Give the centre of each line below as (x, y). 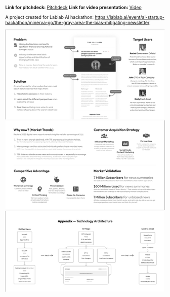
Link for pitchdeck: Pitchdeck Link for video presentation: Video (73, 7)
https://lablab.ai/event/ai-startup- (130, 17)
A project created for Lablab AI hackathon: (50, 17)
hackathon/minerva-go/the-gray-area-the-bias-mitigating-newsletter (77, 23)
